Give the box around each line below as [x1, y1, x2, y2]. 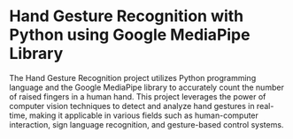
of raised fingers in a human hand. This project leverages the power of [9, 91, 266, 102]
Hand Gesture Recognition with [9, 6, 244, 26]
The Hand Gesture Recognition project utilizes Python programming [9, 72, 257, 83]
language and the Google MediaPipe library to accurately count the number [9, 82, 285, 92]
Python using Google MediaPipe [9, 25, 251, 45]
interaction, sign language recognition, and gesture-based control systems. [9, 119, 284, 129]
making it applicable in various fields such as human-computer [29, 110, 259, 121]
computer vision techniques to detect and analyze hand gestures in [9, 100, 255, 111]
